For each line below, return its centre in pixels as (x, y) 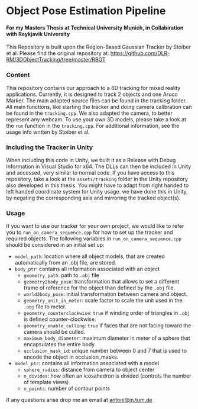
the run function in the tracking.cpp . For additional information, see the (93, 125)
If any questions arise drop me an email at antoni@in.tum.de (79, 400)
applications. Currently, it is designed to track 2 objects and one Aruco (92, 94)
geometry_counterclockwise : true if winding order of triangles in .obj (107, 313)
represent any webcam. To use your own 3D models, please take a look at (96, 119)
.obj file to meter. (45, 307)
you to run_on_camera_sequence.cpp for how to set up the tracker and (90, 233)
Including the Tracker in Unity (50, 147)
